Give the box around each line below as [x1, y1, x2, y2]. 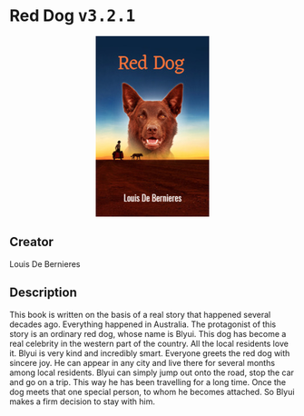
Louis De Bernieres [9, 258, 81, 269]
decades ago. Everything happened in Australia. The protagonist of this [9, 319, 277, 330]
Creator [9, 234, 54, 250]
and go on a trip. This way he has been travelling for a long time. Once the [9, 376, 287, 387]
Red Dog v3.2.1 [9, 5, 136, 26]
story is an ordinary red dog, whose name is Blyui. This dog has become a [9, 328, 287, 339]
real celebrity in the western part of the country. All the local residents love [9, 338, 289, 349]
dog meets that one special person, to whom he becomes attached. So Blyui [9, 386, 295, 397]
